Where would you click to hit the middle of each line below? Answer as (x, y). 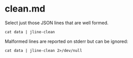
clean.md (25, 9)
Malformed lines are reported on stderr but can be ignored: (66, 41)
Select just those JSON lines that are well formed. (57, 23)
